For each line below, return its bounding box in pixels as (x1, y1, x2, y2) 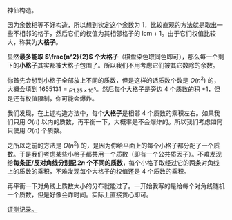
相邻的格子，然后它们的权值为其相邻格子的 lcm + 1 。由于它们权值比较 (19, 30, 216, 37)
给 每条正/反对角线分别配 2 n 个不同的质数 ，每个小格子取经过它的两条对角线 (7, 159, 220, 167)
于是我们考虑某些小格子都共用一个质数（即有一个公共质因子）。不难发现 (19, 150, 222, 159)
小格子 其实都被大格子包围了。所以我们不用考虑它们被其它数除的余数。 (19, 61, 219, 69)
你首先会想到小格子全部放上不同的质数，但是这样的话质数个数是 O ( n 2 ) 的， (7, 75, 220, 84)
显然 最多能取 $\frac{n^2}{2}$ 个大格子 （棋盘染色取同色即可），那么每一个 (7, 52, 219, 61)
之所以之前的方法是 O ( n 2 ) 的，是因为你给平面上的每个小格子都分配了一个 (7, 140, 214, 150)
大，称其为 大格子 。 (7, 38, 62, 46)
